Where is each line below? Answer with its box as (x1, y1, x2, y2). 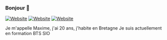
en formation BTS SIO (5, 31, 50, 37)
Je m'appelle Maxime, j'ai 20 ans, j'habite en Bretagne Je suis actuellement (5, 25, 162, 31)
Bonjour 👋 (5, 4, 30, 11)
